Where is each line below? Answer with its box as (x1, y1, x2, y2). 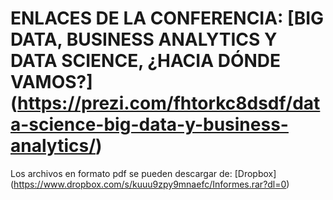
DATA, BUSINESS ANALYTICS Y (10, 28, 278, 51)
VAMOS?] (10, 71, 93, 94)
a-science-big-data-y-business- (10, 113, 289, 136)
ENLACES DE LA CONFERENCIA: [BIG (10, 7, 325, 30)
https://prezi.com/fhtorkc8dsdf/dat (17, 92, 321, 115)
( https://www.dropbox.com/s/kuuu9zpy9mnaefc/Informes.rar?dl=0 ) (10, 178, 290, 190)
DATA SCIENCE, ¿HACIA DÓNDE (10, 50, 282, 72)
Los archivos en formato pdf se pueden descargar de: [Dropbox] (10, 167, 277, 179)
